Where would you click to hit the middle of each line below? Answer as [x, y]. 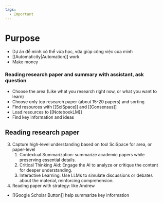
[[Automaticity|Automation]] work [46, 57]
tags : [10, 9]
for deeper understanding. [46, 170]
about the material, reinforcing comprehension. [66, 180]
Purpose [23, 38]
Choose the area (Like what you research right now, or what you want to [84, 91]
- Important [22, 14]
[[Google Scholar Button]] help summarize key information [71, 195]
